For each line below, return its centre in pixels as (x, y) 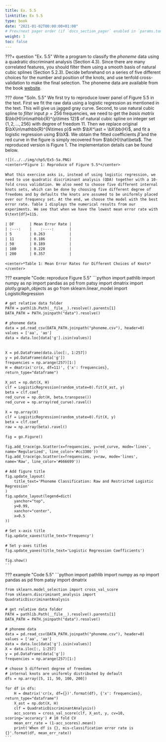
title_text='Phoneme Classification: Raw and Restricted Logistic (84, 481)
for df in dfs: (21, 688)
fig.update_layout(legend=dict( (38, 496)
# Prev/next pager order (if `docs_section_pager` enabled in (70, 31)
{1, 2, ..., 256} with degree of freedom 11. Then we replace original (71, 124)
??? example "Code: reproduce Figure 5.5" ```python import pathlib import (80, 278)
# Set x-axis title (25, 531)
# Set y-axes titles (26, 546)
